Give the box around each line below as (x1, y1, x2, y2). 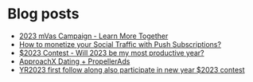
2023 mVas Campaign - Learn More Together (18, 31, 169, 41)
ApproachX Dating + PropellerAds (18, 57, 130, 66)
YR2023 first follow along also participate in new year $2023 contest (18, 64, 245, 74)
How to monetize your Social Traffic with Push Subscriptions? (18, 39, 222, 49)
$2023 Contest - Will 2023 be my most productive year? (18, 48, 204, 57)
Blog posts (7, 5, 80, 23)
